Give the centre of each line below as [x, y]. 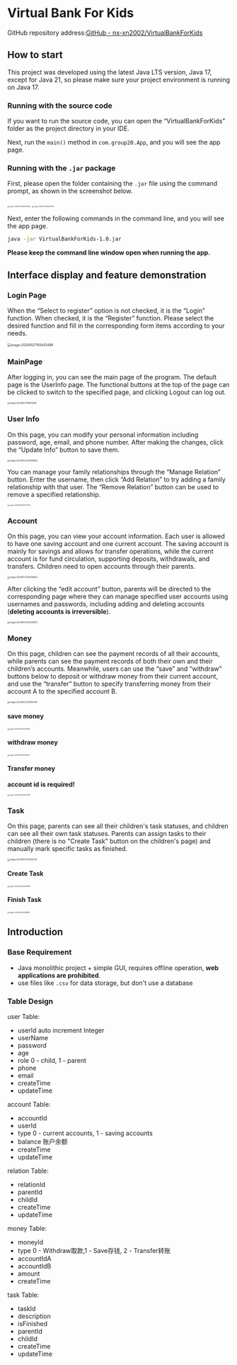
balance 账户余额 [42, 1141]
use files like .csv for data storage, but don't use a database [105, 983]
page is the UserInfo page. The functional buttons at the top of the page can [118, 385]
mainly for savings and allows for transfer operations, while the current [110, 552]
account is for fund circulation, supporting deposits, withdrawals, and [109, 559]
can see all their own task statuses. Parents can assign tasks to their [107, 834]
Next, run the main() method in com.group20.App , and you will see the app [114, 143]
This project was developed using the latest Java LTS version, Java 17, [110, 72]
